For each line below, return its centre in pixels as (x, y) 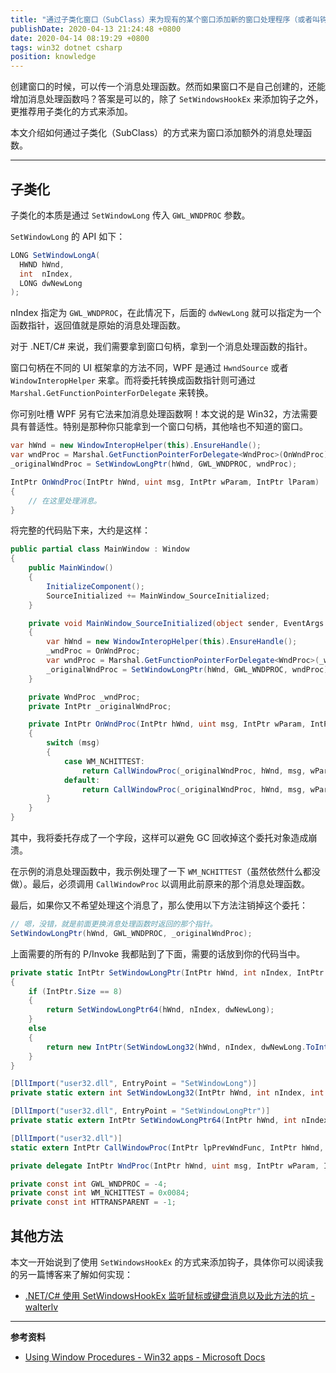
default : (82, 780)
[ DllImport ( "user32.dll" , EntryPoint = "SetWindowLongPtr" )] (140, 1111)
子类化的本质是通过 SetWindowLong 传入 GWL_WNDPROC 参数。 (130, 215)
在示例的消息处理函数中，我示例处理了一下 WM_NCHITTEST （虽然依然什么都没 (165, 872)
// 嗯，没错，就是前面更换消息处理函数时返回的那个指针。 (114, 924)
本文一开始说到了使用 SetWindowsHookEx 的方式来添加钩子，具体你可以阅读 (162, 1262)
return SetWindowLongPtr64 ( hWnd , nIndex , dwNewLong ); (160, 1010)
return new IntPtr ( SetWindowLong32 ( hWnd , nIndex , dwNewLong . (176, 1047)
